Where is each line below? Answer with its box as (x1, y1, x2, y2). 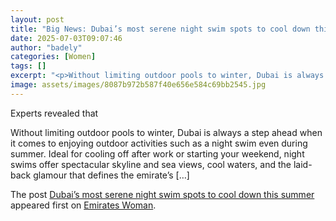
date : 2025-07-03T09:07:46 (10, 33, 123, 43)
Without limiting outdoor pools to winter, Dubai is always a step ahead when (10, 126, 323, 138)
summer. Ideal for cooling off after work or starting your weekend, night (10, 147, 305, 160)
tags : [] (10, 61, 47, 71)
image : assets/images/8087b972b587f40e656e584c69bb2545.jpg (10, 80, 267, 90)
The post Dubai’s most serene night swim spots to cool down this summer (10, 188, 315, 200)
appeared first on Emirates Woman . (10, 199, 157, 211)
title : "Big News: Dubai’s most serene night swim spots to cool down (10, 24, 311, 34)
